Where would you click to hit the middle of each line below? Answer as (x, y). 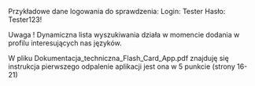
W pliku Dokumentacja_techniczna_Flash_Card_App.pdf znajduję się (119, 58)
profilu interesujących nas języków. (65, 43)
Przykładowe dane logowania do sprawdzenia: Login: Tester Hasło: (117, 11)
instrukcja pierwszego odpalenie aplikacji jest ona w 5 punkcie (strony (122, 66)
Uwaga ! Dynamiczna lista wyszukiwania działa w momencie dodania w (124, 35)
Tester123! (25, 20)
